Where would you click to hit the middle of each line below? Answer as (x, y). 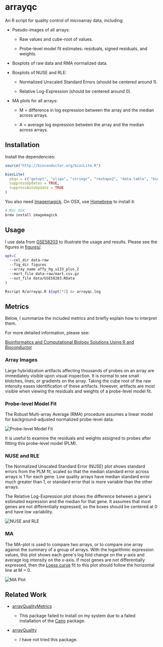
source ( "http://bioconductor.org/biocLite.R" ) (53, 166)
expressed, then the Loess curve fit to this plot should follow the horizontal (80, 565)
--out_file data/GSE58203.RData (42, 278)
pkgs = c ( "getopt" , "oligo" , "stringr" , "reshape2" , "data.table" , (79, 179)
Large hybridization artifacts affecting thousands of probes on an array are (80, 370)
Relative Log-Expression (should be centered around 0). (75, 91)
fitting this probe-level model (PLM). (41, 443)
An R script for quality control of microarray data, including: (64, 20)
